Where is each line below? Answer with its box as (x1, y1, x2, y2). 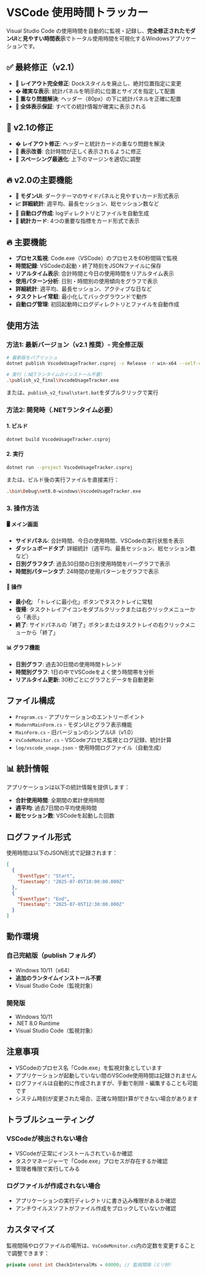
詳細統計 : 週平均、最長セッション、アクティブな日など (15, 285, 152, 292)
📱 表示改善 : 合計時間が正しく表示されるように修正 (15, 147, 142, 155)
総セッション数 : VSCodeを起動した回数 (15, 812, 115, 819)
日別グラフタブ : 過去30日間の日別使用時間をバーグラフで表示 (15, 560, 170, 568)
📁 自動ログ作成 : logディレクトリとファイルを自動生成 (15, 209, 149, 217)
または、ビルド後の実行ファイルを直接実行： (6, 476, 120, 483)
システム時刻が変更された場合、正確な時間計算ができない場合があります (15, 1095, 198, 1102)
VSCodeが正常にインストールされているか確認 (15, 1149, 133, 1157)
